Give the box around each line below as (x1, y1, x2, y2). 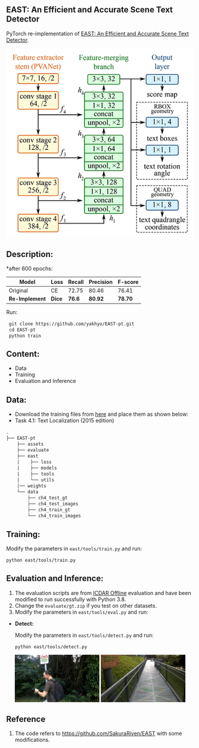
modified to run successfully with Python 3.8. (14, 596, 126, 603)
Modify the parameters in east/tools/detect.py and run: (14, 631, 154, 639)
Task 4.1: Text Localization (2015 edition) (14, 417, 114, 424)
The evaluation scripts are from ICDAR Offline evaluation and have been (14, 589, 192, 596)
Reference (6, 714, 46, 724)
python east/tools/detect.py (14, 643, 88, 650)
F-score (117, 278, 139, 286)
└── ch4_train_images (27, 513, 82, 519)
